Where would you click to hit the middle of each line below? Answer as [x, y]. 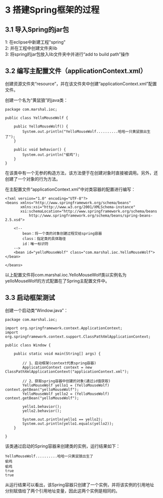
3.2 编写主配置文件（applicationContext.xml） [76, 71]
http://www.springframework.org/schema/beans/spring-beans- [91, 215]
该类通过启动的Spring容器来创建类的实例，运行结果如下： [63, 446]
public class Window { [28, 345]
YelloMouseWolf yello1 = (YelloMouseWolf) [66, 385]
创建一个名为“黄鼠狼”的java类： [37, 100]
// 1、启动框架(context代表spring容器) [59, 363]
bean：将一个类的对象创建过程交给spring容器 [62, 233]
